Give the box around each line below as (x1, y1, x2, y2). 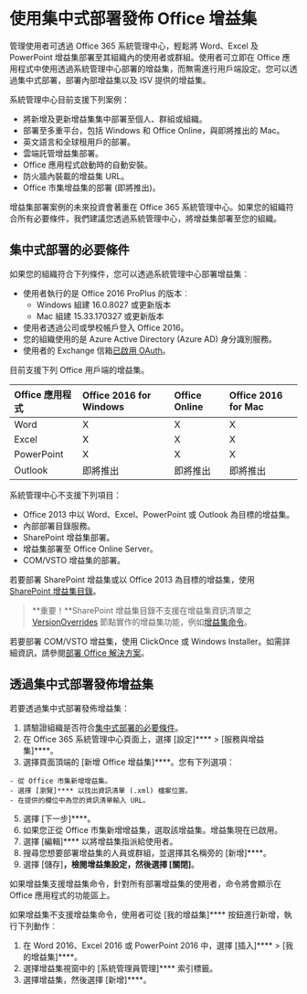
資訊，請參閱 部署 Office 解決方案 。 (16, 647, 149, 658)
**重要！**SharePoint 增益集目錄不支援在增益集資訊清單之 (31, 604, 252, 615)
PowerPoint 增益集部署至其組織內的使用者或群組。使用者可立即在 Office (9, 51, 281, 62)
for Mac (228, 400, 264, 412)
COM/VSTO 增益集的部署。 (22, 554, 126, 565)
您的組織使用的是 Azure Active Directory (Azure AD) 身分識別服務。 (22, 333, 277, 344)
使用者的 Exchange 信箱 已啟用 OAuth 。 (22, 345, 171, 356)
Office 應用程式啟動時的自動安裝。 (22, 159, 153, 170)
